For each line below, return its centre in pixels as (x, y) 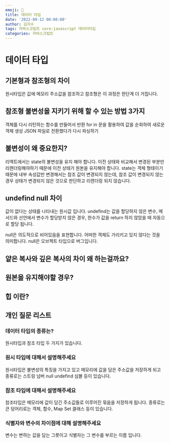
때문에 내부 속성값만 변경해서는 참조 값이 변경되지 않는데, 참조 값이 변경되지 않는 (84, 174)
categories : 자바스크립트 (29, 34)
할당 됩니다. (22, 224)
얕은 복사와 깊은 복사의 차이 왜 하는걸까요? (67, 259)
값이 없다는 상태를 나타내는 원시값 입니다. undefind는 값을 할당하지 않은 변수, (81, 211)
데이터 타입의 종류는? (30, 331)
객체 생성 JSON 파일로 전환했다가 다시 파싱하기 (52, 131)
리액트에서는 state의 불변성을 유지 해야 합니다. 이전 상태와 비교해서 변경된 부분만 (85, 162)
